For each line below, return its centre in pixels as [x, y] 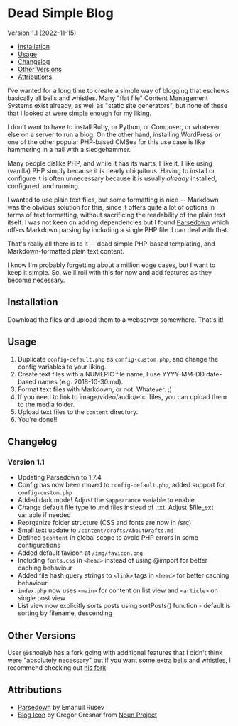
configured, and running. [44, 185]
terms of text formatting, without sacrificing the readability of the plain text [117, 215]
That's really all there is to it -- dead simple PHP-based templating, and [111, 244]
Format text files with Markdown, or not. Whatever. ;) [95, 389]
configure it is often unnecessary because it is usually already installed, [112, 178]
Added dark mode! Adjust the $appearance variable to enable [106, 500]
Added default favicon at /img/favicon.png [80, 553]
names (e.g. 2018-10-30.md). [81, 381]
